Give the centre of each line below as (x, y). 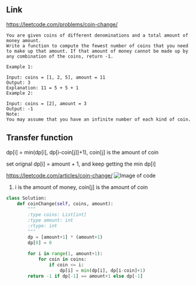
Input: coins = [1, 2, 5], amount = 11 (56, 77)
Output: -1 (20, 109)
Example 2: (20, 93)
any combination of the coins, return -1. (60, 56)
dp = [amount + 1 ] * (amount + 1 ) (65, 237)
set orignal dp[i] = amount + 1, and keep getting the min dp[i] (81, 164)
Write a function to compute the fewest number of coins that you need (97, 46)
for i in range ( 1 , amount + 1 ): (65, 254)
